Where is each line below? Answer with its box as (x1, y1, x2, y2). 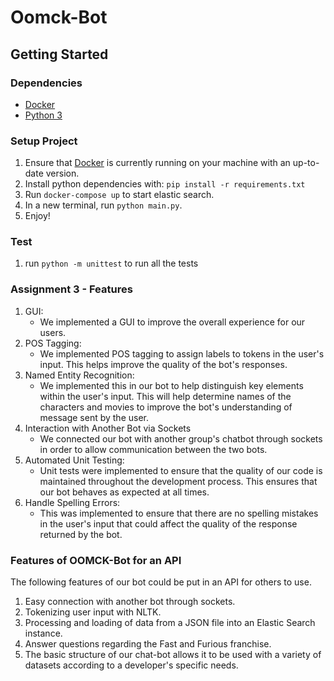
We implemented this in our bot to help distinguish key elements (39, 379, 304, 391)
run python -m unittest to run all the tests (24, 257, 199, 270)
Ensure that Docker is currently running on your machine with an (24, 157, 291, 169)
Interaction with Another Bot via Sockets (24, 422, 192, 434)
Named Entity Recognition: (24, 369, 135, 381)
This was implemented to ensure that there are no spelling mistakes (39, 507, 319, 519)
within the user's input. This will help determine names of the (39, 390, 292, 402)
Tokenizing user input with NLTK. (24, 606, 162, 618)
